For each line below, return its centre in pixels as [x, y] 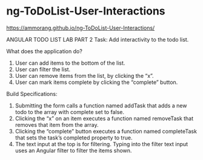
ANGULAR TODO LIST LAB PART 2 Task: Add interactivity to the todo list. [98, 39]
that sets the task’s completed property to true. [74, 138]
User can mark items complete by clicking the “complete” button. [96, 82]
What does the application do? [45, 51]
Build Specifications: [32, 94]
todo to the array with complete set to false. [69, 112]
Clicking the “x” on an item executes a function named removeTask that [104, 118]
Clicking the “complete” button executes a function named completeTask [106, 131]
